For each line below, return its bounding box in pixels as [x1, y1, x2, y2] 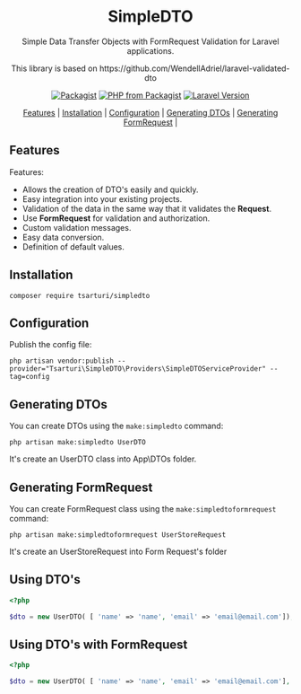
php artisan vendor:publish [9, 356, 115, 365]
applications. [126, 45, 175, 56]
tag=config [9, 373, 50, 382]
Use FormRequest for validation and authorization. [21, 213, 211, 224]
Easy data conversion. [21, 232, 105, 242]
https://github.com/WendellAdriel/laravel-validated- [99, 63, 290, 74]
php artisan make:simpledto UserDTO [9, 438, 146, 447]
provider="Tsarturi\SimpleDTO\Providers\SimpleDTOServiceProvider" [9, 365, 267, 373]
